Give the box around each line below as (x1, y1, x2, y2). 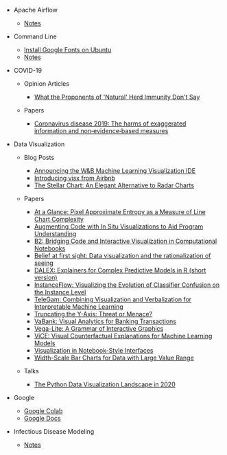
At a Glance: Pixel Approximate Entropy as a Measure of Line (34, 208, 206, 215)
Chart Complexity (34, 215, 84, 223)
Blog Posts (23, 154, 55, 161)
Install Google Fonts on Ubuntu (23, 46, 112, 54)
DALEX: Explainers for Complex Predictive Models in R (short (34, 266, 206, 274)
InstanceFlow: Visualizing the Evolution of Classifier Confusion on (34, 281, 220, 289)
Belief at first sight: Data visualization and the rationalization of (34, 252, 211, 259)
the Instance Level (34, 288, 86, 296)
